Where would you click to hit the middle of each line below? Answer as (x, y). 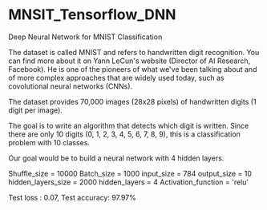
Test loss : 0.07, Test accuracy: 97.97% (72, 197)
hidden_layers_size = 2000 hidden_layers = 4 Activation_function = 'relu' (129, 182)
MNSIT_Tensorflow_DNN (92, 15)
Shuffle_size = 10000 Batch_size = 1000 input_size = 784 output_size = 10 (130, 173)
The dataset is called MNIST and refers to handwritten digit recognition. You (134, 52)
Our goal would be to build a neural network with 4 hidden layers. (116, 158)
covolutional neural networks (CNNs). (71, 86)
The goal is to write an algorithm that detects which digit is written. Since (129, 125)
